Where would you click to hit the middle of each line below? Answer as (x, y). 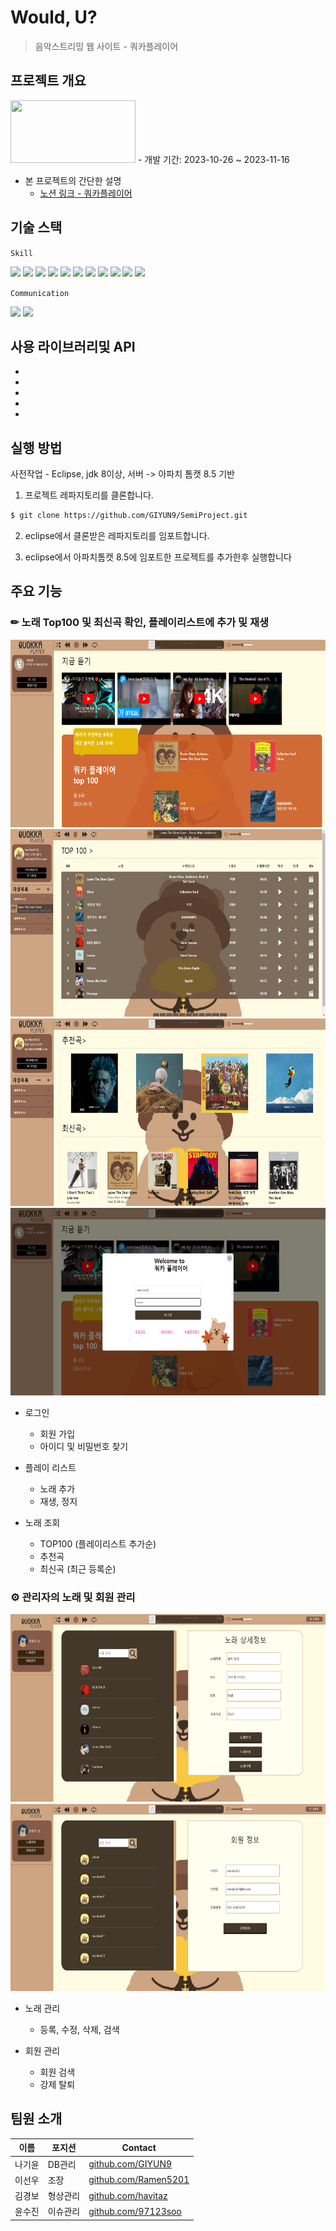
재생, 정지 (58, 1501)
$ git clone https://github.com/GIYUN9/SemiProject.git (129, 516)
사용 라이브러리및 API (73, 346)
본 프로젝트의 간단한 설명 (73, 180)
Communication (40, 293)
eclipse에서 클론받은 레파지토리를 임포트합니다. (117, 536)
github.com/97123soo (135, 2211)
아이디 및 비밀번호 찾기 (84, 1446)
